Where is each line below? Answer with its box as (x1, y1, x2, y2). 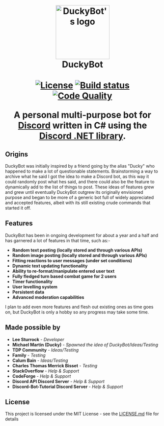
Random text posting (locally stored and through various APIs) (12, 247, 142, 253)
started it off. (5, 205, 31, 211)
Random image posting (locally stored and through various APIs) (12, 252, 147, 258)
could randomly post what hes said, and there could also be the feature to (5, 179, 155, 184)
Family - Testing (12, 352, 46, 358)
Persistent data (12, 289, 45, 295)
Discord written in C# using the (18, 120, 147, 131)
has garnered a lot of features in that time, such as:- (5, 237, 110, 244)
